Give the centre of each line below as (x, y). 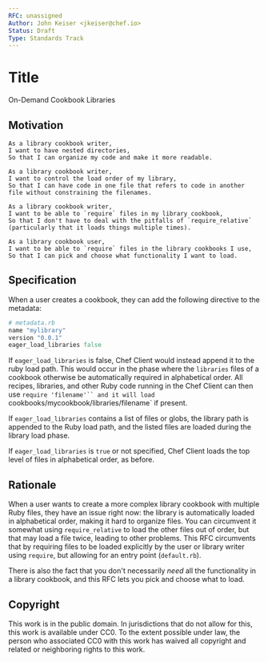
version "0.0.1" (35, 337)
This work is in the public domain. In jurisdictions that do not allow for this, (131, 624)
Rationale (32, 484)
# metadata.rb (32, 323)
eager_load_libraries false (55, 345)
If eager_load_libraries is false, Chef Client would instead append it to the (131, 361)
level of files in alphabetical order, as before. (81, 460)
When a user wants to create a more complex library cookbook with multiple (134, 504)
